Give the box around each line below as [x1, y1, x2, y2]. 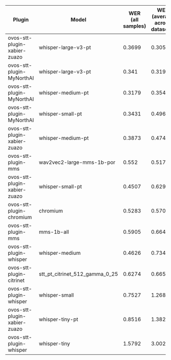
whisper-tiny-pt [39, 316, 78, 323]
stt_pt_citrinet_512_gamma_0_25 [39, 271, 119, 277]
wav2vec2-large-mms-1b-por [39, 159, 116, 165]
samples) [123, 22, 147, 30]
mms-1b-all [39, 228, 69, 235]
